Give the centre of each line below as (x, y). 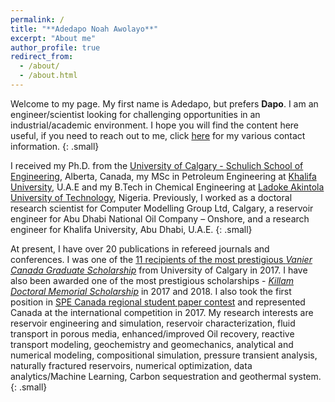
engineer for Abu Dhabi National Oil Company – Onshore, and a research (160, 218)
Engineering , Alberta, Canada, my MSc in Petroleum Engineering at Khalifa (163, 176)
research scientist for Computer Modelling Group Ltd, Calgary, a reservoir (162, 208)
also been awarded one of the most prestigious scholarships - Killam (152, 280)
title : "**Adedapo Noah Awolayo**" (84, 29)
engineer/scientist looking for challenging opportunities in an (135, 114)
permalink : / (37, 19)
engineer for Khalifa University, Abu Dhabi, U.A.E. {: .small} (131, 229)
